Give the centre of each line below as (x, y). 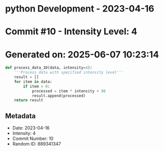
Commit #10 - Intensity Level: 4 (71, 32)
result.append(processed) (59, 95)
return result (29, 100)
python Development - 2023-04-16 (80, 9)
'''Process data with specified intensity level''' (69, 72)
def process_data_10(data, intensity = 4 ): (49, 68)
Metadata (20, 116)
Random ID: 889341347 (37, 144)
